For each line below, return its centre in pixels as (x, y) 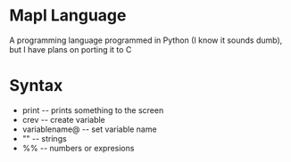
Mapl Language (68, 16)
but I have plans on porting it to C (71, 49)
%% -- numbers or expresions (78, 148)
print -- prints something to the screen (93, 110)
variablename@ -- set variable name (90, 129)
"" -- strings (44, 138)
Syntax (36, 86)
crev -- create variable (63, 119)
